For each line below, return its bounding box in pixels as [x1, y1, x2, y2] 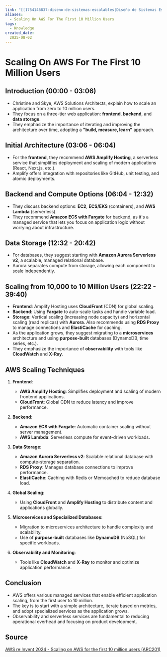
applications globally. [19, 504, 64, 510]
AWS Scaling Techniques [5, 365, 85, 374]
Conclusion [5, 579, 42, 587]
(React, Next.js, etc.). [12, 165, 56, 171]
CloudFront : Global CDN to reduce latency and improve [19, 399, 134, 405]
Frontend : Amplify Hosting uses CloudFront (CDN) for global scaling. [12, 304, 155, 310]
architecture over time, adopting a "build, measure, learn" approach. [12, 127, 155, 133]
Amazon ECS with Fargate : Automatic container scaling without [19, 423, 151, 429]
